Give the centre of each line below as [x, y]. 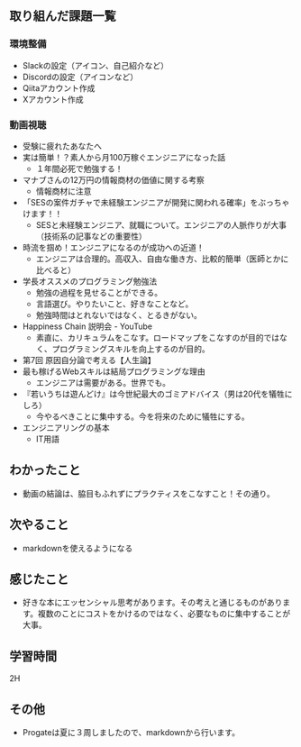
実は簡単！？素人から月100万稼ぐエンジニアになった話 [124, 157]
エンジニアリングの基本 [66, 427]
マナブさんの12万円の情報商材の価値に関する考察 [114, 179]
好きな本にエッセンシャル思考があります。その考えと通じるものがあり [152, 603]
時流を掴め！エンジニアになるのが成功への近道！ [113, 247]
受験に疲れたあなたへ [62, 146]
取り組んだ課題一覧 [63, 16]
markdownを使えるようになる [78, 548]
